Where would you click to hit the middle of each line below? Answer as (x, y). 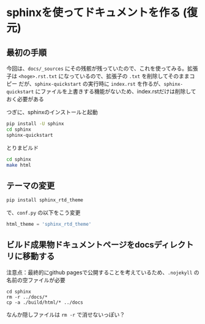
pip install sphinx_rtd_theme (45, 200)
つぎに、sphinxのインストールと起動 (52, 112)
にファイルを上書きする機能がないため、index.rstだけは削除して (116, 91)
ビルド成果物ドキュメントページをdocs (80, 245)
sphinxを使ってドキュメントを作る (93, 13)
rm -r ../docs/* (27, 297)
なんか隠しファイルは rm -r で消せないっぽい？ (66, 314)
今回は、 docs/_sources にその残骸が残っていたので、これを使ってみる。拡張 (102, 68)
